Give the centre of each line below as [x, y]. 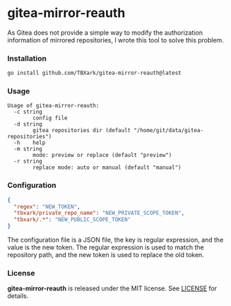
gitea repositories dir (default [82, 131]
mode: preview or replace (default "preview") [102, 155]
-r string [28, 161]
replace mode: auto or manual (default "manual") [107, 167]
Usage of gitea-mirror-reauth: [53, 106]
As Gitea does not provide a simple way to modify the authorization [105, 33]
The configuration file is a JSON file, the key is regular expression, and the [115, 240]
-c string [28, 112]
